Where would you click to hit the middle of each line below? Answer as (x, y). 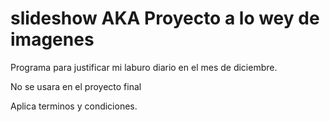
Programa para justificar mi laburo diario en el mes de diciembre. (144, 67)
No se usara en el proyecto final (76, 86)
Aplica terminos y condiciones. (74, 106)
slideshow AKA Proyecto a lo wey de (165, 18)
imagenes (52, 39)
